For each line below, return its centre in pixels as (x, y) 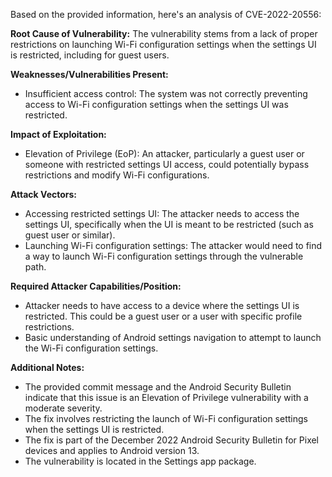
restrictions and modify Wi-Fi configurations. (117, 175)
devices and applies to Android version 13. (112, 450)
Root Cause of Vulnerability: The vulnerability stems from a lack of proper (164, 33)
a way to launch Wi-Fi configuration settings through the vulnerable (164, 256)
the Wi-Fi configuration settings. (91, 348)
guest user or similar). (70, 235)
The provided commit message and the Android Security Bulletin (158, 387)
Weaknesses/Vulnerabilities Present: (89, 74)
